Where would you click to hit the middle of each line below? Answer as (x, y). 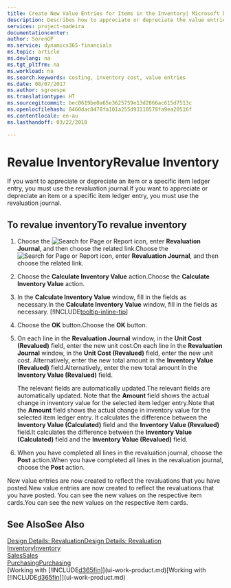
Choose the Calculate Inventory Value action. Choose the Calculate (113, 276)
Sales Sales (23, 556)
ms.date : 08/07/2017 (37, 84)
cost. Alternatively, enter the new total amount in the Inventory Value (115, 360)
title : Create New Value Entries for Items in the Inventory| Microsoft (113, 13)
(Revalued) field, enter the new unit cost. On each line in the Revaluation (120, 346)
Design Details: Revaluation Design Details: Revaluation (84, 541)
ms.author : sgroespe (37, 90)
